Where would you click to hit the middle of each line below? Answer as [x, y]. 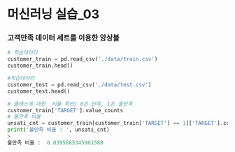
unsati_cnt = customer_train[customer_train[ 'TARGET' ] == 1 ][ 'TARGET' [112, 123]
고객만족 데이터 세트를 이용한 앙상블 [64, 38]
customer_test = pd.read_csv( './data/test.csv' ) [79, 84]
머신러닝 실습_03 [54, 14]
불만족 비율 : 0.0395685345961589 [55, 143]
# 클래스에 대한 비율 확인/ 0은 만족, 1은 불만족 [70, 104]
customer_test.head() [39, 91]
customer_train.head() [40, 66]
